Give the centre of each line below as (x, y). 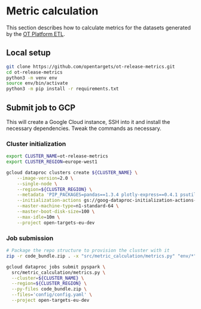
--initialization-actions (49, 201)
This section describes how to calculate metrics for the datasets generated (99, 28)
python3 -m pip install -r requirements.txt (63, 89)
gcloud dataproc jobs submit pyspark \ (56, 267)
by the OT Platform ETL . (36, 34)
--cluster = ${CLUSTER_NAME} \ (48, 278)
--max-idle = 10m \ (39, 217)
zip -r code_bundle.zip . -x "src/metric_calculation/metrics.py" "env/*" (101, 256)
